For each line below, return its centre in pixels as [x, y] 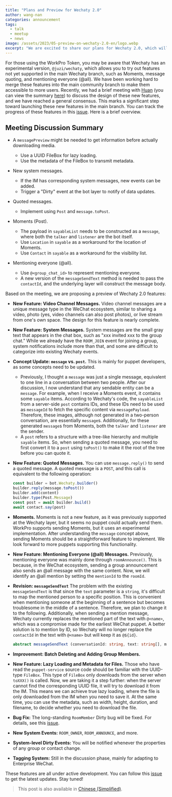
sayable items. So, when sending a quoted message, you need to [89, 442]
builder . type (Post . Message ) [42, 498]
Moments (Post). [30, 221]
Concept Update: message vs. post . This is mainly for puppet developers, [89, 362]
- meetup [19, 34]
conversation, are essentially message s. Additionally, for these [85, 421]
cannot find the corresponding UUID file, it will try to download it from [86, 686]
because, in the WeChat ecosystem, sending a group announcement [85, 565]
